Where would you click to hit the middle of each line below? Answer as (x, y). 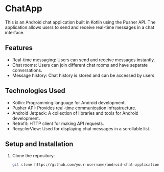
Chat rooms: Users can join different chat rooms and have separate (80, 65)
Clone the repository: (34, 156)
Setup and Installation (39, 144)
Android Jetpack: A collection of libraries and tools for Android (75, 113)
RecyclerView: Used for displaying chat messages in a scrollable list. (81, 128)
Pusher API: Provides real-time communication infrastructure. (74, 108)
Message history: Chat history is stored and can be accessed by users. (84, 75)
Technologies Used (35, 91)
